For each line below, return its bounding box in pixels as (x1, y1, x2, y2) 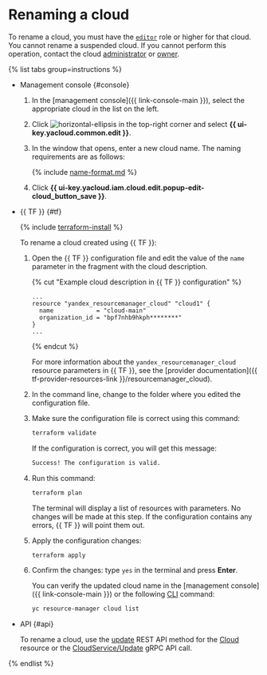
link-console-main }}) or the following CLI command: (42, 590, 215, 599)
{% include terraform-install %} (19, 222, 124, 232)
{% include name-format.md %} (31, 167, 138, 177)
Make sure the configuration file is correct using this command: (31, 413, 241, 423)
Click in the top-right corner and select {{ (31, 119, 237, 129)
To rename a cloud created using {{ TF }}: (19, 237, 157, 247)
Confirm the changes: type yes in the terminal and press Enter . (31, 566, 238, 575)
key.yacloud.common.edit (31, 128, 121, 137)
